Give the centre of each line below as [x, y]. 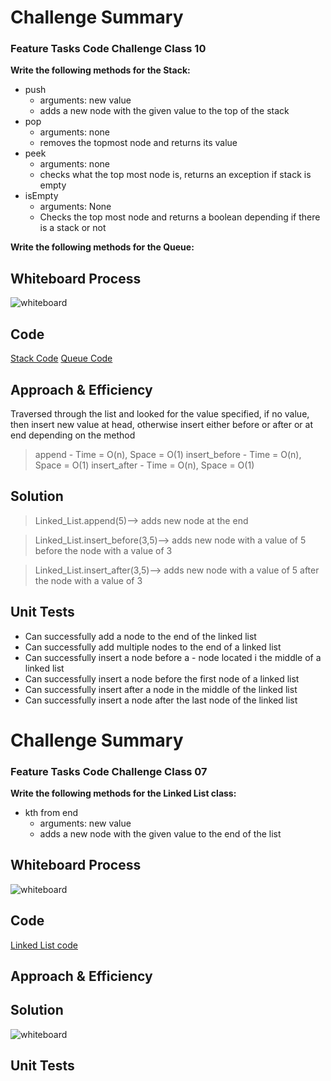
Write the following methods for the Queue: [102, 247]
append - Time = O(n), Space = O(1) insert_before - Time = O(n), [168, 454]
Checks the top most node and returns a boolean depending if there [180, 217]
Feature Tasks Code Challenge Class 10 [108, 49]
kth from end [51, 813]
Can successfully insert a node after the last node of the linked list [161, 700]
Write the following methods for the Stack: [100, 70]
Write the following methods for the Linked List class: [123, 793]
